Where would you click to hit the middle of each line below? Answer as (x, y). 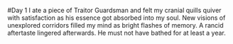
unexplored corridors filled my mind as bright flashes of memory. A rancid (115, 25)
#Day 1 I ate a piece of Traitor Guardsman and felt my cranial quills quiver (114, 10)
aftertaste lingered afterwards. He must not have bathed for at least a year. (116, 33)
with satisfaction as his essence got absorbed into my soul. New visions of (116, 18)
